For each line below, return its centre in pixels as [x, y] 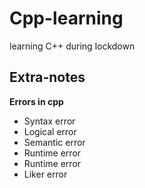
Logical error [50, 131]
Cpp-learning [66, 18]
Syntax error [49, 121]
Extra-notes [47, 77]
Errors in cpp [36, 101]
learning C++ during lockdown [72, 46]
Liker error [45, 174]
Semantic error [54, 142]
